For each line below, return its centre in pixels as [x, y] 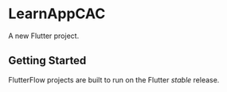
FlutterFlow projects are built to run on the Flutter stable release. [114, 79]
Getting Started [47, 61]
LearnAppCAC [57, 14]
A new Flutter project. [44, 36]
